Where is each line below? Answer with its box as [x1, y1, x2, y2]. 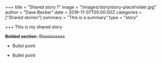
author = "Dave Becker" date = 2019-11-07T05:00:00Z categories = [5, 9, 142, 15]
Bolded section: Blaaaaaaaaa [5, 34, 65, 39]
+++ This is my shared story [5, 24, 63, 30]
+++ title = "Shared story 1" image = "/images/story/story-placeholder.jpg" [5, 4, 157, 10]
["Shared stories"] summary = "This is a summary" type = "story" [5, 15, 138, 20]
